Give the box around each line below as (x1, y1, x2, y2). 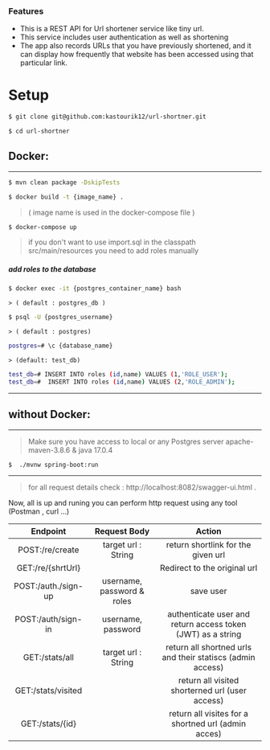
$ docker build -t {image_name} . (8, 193, 125, 201)
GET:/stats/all (22, 652, 75, 663)
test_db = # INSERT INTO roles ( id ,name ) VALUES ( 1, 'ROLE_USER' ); (8, 371, 228, 379)
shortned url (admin (171, 718, 247, 729)
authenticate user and (167, 609, 251, 620)
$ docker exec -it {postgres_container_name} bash (8, 285, 182, 293)
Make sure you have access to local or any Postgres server (27, 436, 224, 446)
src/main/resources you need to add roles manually (27, 246, 199, 256)
